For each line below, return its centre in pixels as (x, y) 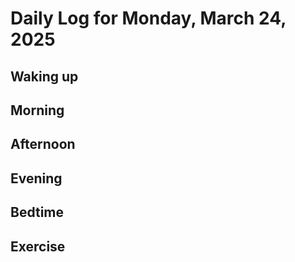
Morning (37, 110)
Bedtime (37, 212)
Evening (36, 178)
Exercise (38, 246)
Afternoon (43, 144)
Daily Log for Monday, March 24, (148, 18)
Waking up (44, 76)
